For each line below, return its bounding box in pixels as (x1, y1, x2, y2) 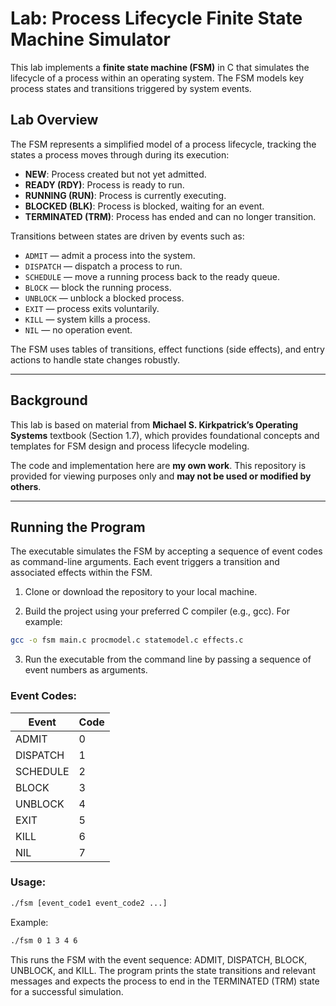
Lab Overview (10, 112, 99, 129)
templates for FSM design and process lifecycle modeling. (10, 440, 250, 452)
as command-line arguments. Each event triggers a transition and (10, 556, 280, 568)
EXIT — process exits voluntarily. (24, 302, 160, 314)
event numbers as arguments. (24, 664, 148, 676)
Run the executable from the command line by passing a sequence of (24, 653, 312, 666)
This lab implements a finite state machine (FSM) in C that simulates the (10, 61, 310, 73)
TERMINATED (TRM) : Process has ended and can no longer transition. (24, 210, 317, 222)
